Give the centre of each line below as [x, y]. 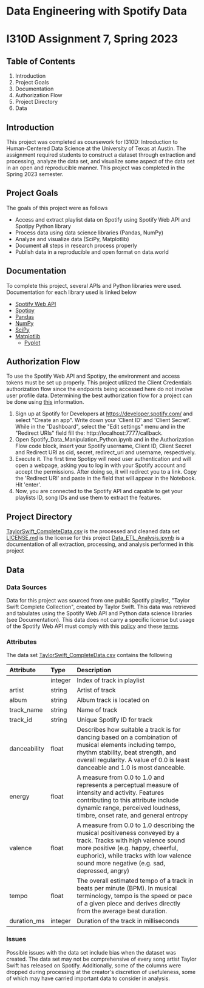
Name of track [97, 710]
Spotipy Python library [43, 226]
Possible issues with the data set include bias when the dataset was [91, 952]
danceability [27, 749]
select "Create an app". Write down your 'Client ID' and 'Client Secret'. [103, 420]
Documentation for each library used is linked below [71, 292]
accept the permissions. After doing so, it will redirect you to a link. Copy [106, 472]
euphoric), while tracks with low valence [134, 856]
